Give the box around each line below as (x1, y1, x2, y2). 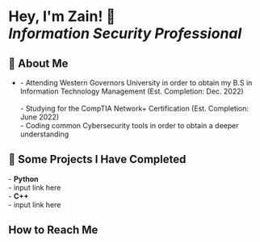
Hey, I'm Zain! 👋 (8, 7, 115, 26)
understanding (19, 129, 69, 139)
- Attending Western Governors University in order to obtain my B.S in (19, 78, 253, 87)
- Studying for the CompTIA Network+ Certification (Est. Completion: (19, 104, 249, 113)
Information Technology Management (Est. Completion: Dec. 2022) (19, 86, 244, 96)
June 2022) (19, 112, 59, 122)
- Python (8, 173, 39, 184)
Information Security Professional (8, 24, 242, 43)
